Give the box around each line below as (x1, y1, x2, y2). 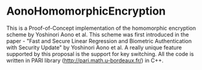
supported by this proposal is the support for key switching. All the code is (6, 50, 194, 57)
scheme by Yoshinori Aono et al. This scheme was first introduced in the (6, 30, 189, 38)
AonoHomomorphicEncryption (6, 4, 166, 18)
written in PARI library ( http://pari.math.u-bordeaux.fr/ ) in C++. (6, 57, 164, 64)
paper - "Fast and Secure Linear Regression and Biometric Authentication (6, 37, 192, 44)
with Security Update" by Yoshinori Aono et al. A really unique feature (6, 44, 182, 51)
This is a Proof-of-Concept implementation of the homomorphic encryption (6, 24, 196, 32)
